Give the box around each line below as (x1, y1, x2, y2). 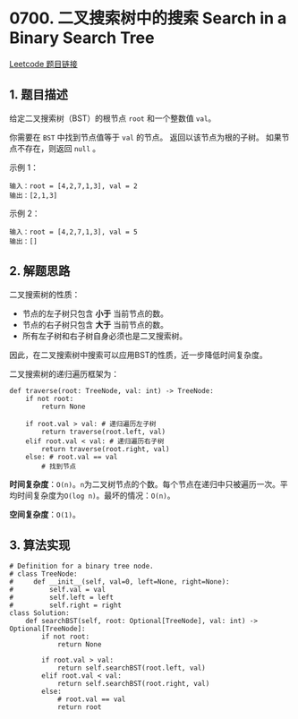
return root (56, 703, 102, 712)
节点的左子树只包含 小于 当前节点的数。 (21, 308, 168, 319)
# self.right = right (9, 601, 123, 610)
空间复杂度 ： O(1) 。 (9, 509, 81, 519)
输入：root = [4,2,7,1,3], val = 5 (9, 227, 138, 236)
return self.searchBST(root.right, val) (56, 680, 210, 689)
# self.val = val (9, 586, 106, 595)
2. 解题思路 (9, 263, 71, 278)
